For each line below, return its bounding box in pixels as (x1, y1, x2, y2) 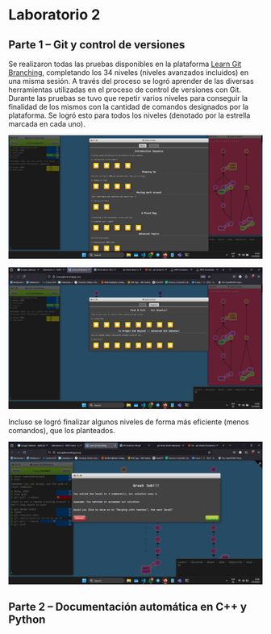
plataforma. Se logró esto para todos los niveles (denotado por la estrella (8, 111, 251, 120)
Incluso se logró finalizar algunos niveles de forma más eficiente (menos (8, 417, 249, 427)
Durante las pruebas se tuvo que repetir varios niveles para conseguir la (8, 94, 248, 102)
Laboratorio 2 (8, 6, 101, 24)
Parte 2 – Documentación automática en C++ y (8, 600, 248, 614)
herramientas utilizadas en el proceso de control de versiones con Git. (8, 85, 242, 94)
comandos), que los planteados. (8, 425, 115, 435)
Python (8, 613, 46, 627)
